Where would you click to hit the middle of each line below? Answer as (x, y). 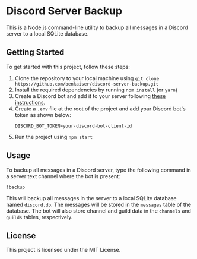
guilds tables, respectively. (39, 217)
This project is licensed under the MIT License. (63, 250)
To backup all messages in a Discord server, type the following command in (99, 170)
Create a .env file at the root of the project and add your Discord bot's (100, 109)
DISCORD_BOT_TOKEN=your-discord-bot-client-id (73, 126)
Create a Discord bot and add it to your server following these (90, 96)
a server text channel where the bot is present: (63, 176)
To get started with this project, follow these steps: (68, 67)
